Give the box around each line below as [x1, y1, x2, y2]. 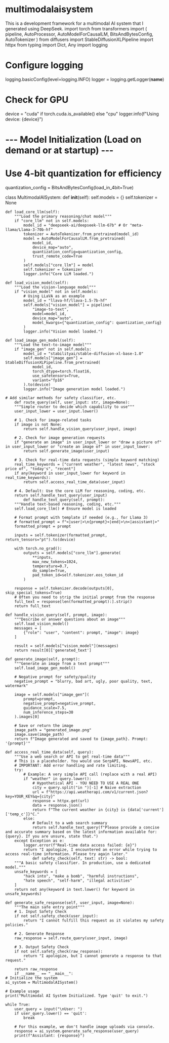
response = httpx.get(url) [32, 798, 90, 803]
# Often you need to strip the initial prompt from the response [14, 595, 155, 600]
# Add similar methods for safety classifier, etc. [5, 395, 116, 400]
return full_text [14, 603, 51, 608]
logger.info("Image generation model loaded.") [23, 386, 125, 392]
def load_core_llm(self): [5, 209, 60, 215]
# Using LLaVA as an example [23, 294, 85, 299]
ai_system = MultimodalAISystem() [5, 980, 78, 985]
